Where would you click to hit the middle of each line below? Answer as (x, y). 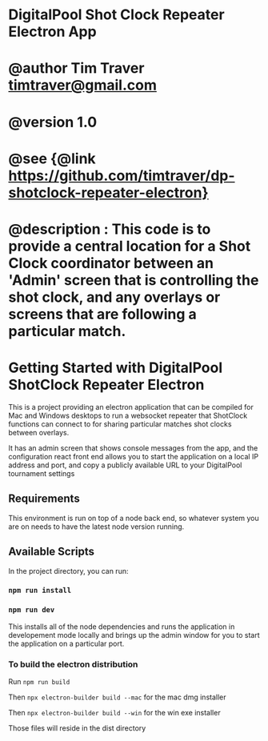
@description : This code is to (110, 229)
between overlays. (39, 432)
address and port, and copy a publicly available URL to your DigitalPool (125, 465)
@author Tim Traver (76, 68)
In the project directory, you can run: (68, 571)
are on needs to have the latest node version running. (96, 527)
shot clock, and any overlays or (114, 297)
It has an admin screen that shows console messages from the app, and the (133, 448)
